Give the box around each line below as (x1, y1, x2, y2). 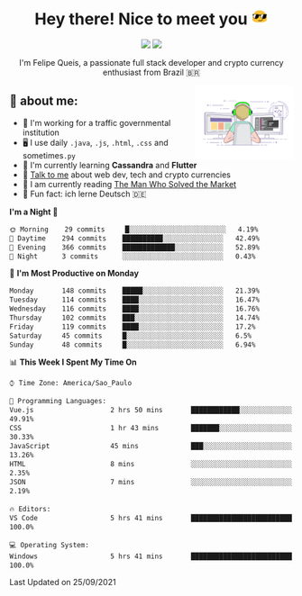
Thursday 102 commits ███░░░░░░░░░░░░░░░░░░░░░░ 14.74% (9, 313, 260, 322)
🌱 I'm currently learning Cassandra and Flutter (22, 159, 197, 170)
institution (22, 127, 60, 138)
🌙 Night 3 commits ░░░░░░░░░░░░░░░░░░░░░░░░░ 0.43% (9, 251, 256, 261)
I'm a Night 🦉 (9, 206, 59, 217)
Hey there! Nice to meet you (34, 9, 248, 30)
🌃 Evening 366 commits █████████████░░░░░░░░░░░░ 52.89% (9, 242, 260, 252)
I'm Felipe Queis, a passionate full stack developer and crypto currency (19, 57, 284, 68)
